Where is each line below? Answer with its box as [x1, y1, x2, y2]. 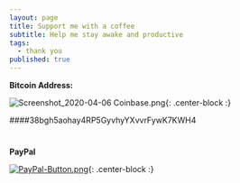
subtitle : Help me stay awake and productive [9, 30, 183, 39]
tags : [9, 38, 30, 48]
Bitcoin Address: [9, 80, 74, 90]
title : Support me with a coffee [9, 22, 135, 31]
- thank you [17, 47, 63, 56]
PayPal [9, 146, 36, 158]
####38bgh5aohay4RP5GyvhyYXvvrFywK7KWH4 [9, 114, 197, 125]
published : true [9, 55, 70, 64]
